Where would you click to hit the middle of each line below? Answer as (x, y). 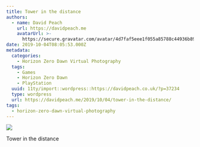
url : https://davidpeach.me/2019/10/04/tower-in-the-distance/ (91, 100)
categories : (26, 56)
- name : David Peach (37, 23)
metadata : (18, 50)
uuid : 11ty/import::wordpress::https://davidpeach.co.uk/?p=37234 (96, 89)
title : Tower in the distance (44, 12)
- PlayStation (34, 84)
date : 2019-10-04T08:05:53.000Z (46, 45)
